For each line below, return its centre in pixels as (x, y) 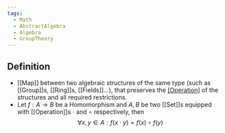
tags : (15, 13)
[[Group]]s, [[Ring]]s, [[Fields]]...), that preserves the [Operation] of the (118, 90)
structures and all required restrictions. (72, 97)
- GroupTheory (33, 39)
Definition (28, 66)
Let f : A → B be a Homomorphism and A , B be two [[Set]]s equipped (114, 104)
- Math (23, 20)
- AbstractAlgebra (40, 26)
